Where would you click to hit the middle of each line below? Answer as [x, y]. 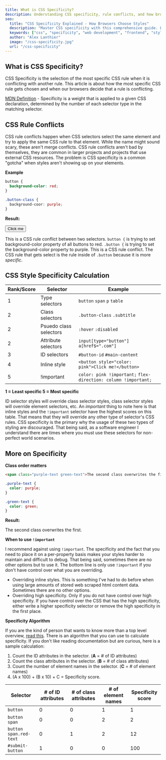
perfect [13, 438]
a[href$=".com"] [98, 346]
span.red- [19, 734]
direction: [91, 380]
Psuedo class [56, 326]
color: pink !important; [107, 375]
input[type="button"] [104, 341]
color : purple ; [25, 488]
